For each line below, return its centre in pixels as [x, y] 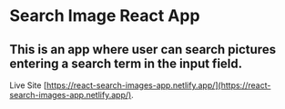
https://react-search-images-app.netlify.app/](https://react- [159, 85]
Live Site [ [28, 85]
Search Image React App [105, 16]
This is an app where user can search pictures [142, 50]
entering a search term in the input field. [126, 63]
